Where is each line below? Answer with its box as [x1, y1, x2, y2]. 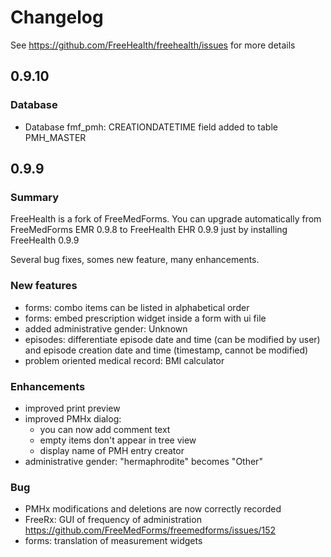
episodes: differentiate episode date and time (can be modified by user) [24, 333, 321, 345]
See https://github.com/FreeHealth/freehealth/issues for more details [10, 39, 296, 51]
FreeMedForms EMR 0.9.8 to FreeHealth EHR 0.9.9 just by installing [10, 224, 288, 236]
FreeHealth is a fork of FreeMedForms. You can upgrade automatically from [10, 213, 322, 225]
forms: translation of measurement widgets [24, 535, 203, 547]
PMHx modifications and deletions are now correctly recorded [24, 503, 282, 515]
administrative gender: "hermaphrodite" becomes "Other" [24, 455, 263, 467]
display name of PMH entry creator [39, 444, 185, 456]
